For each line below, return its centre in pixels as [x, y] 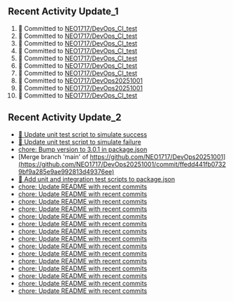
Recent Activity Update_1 [63, 12]
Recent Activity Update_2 [65, 117]
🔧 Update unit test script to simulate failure [80, 142]
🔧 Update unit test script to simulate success [83, 134]
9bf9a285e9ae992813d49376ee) [66, 172]
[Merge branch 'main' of [53, 156]
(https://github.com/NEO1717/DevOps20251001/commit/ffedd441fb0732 [122, 164]
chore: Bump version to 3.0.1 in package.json [83, 149]
